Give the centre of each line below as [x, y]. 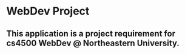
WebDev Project [48, 11]
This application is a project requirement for [91, 34]
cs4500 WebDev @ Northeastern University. [93, 43]
